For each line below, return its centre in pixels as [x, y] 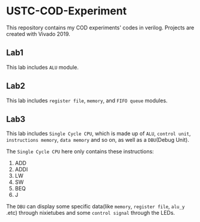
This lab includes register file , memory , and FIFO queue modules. [87, 101]
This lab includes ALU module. [42, 67]
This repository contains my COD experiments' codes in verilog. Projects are [100, 28]
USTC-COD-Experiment [67, 11]
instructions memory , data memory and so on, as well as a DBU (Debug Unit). [98, 140]
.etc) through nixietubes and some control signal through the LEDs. [90, 213]
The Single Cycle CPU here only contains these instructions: [80, 151]
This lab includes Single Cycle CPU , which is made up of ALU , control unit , [99, 133]
